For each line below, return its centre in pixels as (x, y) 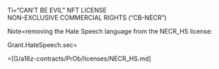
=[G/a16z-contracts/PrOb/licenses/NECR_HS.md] (79, 58)
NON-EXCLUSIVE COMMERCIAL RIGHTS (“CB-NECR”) (87, 18)
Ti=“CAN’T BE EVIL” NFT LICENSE (57, 10)
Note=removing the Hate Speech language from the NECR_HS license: (110, 31)
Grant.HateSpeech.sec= (42, 45)
